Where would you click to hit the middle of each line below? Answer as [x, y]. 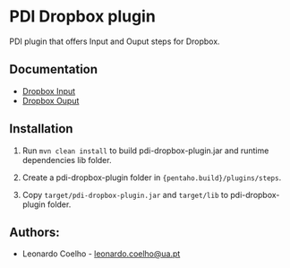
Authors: [34, 232]
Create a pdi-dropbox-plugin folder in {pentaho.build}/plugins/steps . [152, 177]
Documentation [54, 69]
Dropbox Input [49, 91]
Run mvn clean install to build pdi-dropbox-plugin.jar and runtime [145, 151]
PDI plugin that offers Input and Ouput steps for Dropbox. [115, 41]
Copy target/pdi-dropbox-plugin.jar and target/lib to [125, 195]
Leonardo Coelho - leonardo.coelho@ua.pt [101, 254]
